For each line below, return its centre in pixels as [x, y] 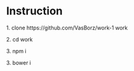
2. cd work [20, 39]
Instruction [34, 11]
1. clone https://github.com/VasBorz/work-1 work [67, 28]
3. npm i [16, 51]
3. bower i [19, 63]
